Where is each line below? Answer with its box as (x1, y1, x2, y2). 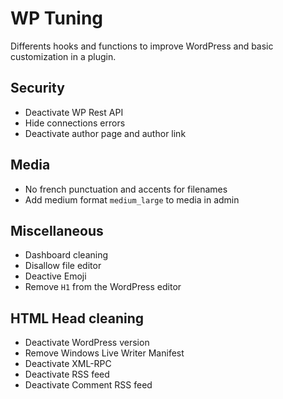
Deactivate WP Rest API (24, 106, 124, 118)
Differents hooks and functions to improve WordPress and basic (10, 40, 274, 52)
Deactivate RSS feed (24, 368, 110, 381)
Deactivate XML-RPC (24, 358, 112, 370)
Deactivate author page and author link (24, 127, 187, 139)
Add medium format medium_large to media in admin (24, 193, 240, 206)
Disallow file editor (24, 260, 102, 272)
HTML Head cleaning (10, 310, 144, 327)
